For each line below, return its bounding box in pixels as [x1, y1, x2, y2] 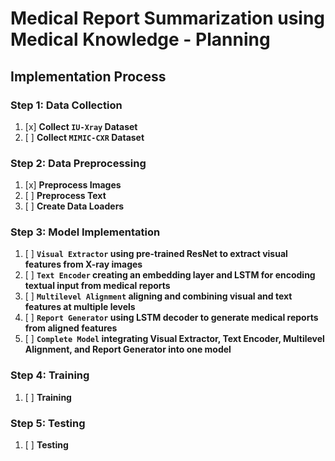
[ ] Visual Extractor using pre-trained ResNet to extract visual [24, 248, 288, 260]
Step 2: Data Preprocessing [10, 156, 147, 170]
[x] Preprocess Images [24, 179, 122, 191]
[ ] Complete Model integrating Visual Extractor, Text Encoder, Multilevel [24, 333, 325, 345]
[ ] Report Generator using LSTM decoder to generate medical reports [24, 312, 319, 324]
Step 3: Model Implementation [10, 225, 161, 239]
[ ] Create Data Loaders [24, 200, 125, 212]
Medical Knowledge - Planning [10, 28, 271, 51]
